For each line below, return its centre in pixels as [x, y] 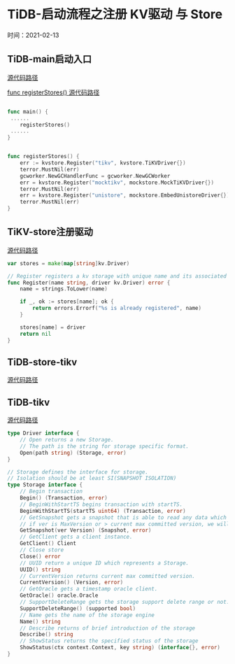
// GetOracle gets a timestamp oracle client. [89, 589]
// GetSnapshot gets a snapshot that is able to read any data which [123, 517]
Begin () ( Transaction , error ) [64, 498]
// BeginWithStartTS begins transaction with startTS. [101, 504]
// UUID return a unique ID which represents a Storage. [105, 563]
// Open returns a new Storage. [67, 440]
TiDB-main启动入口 [50, 59]
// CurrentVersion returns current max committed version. [108, 576]
